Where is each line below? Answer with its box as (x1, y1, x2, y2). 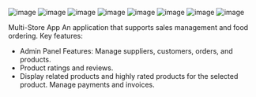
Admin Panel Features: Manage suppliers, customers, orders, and (19, 47, 233, 55)
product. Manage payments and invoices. (19, 80, 156, 89)
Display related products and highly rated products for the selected (19, 72, 239, 80)
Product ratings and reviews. (19, 63, 114, 73)
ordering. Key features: (8, 32, 83, 40)
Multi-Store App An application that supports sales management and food (8, 23, 249, 32)
